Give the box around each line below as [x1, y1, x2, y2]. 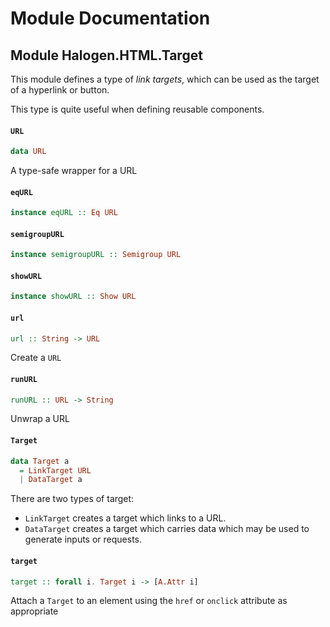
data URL [10, 147, 47, 157]
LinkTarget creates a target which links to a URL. [24, 512, 227, 524]
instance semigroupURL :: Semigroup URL [10, 250, 182, 260]
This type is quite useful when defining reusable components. [10, 103, 265, 115]
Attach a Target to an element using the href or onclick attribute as [10, 595, 288, 607]
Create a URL [10, 352, 62, 364]
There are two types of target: [10, 493, 135, 505]
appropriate [10, 605, 59, 617]
